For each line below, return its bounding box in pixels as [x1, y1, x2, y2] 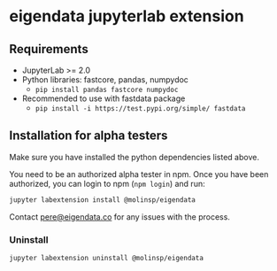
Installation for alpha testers [9, 128, 168, 143]
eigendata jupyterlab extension [9, 6, 245, 27]
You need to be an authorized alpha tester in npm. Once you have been [9, 168, 269, 179]
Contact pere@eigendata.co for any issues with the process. [9, 211, 230, 222]
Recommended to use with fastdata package [21, 93, 186, 104]
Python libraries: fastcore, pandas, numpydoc [21, 74, 189, 85]
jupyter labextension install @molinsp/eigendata [9, 195, 196, 205]
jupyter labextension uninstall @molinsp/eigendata [9, 253, 204, 262]
